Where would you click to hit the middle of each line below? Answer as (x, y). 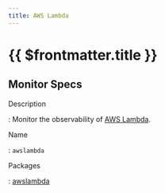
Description (27, 104)
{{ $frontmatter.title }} (83, 55)
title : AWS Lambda (38, 16)
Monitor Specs (45, 85)
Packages (25, 165)
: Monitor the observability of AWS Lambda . (79, 119)
